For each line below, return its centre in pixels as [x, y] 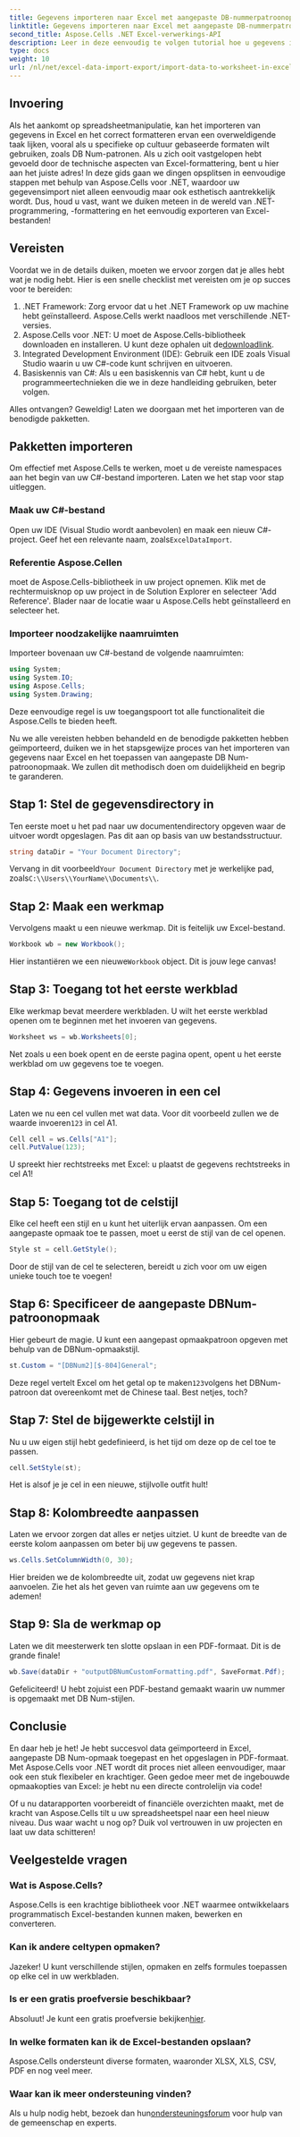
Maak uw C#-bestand [57, 511]
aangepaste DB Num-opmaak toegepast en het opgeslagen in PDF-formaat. [149, 1757]
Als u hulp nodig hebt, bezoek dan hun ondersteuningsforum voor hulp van [146, 2113]
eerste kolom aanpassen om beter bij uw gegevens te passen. [124, 1544]
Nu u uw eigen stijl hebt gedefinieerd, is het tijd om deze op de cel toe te [143, 1441]
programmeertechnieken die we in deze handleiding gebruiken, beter [149, 382]
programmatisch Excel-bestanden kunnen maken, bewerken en [126, 1914]
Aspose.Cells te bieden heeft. [63, 721]
